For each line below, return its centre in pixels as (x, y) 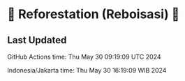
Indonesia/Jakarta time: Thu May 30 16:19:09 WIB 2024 (87, 70)
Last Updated (37, 40)
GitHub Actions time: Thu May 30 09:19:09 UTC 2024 (84, 57)
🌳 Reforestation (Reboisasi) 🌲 (94, 14)
